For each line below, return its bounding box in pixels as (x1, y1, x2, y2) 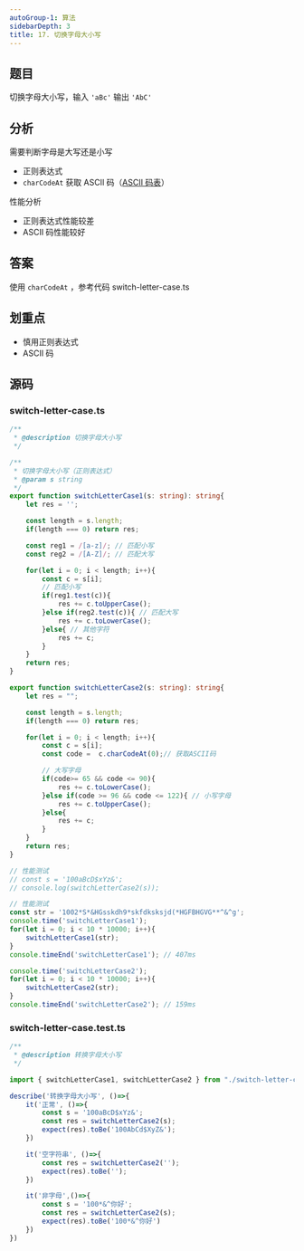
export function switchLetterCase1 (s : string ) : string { (9, 492, 224, 501)
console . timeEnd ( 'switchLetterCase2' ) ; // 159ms (9, 1000, 196, 1009)
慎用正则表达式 (22, 336, 79, 347)
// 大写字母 (42, 766, 81, 775)
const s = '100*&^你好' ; (42, 1200, 133, 1209)
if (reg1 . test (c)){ (42, 591, 111, 600)
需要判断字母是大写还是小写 (9, 147, 113, 157)
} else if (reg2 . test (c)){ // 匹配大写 (42, 608, 179, 617)
